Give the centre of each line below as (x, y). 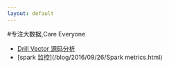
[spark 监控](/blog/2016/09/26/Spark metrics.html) (90, 57)
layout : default (30, 13)
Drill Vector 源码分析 (46, 48)
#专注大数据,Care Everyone (46, 34)
